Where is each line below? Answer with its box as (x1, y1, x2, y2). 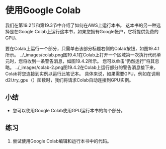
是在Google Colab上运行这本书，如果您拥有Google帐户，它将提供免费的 (9, 28, 159, 34)
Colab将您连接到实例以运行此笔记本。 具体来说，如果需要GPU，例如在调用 (5, 70, 160, 77)
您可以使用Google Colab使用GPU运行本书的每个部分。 (12, 107, 126, 113)
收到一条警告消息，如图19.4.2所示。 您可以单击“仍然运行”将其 (27, 58, 155, 64)
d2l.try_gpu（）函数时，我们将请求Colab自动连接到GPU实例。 (5, 77, 134, 83)
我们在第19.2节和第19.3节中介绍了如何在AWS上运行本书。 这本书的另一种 (5, 22, 157, 28)
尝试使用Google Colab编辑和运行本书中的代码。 (12, 138, 112, 144)
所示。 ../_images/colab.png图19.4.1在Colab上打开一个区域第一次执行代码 (5, 51, 157, 58)
